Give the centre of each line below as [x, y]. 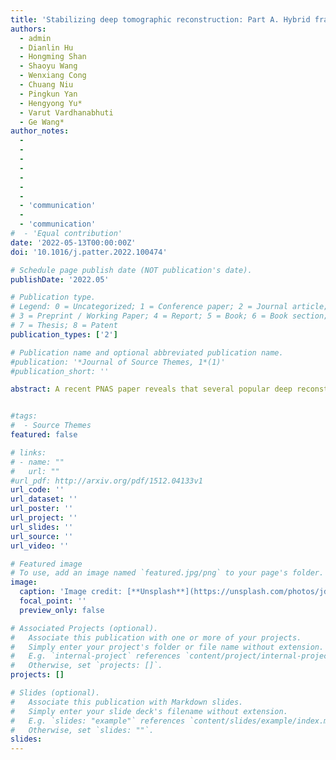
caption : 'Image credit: [71, 592]
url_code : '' [37, 490]
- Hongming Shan [53, 57]
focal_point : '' [53, 601]
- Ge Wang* [42, 122]
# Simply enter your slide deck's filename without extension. [149, 711]
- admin [35, 38]
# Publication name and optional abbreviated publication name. [147, 352]
